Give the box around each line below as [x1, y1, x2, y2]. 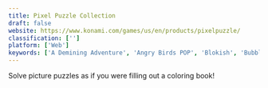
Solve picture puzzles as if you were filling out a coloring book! [8, 71, 215, 80]
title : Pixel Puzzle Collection [8, 11, 116, 20]
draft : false [8, 19, 52, 27]
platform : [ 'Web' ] [8, 42, 69, 50]
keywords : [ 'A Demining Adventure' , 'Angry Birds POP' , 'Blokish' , [8, 49, 238, 57]
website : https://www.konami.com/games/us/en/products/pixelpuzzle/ [8, 26, 241, 34]
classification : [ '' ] [8, 34, 81, 42]
